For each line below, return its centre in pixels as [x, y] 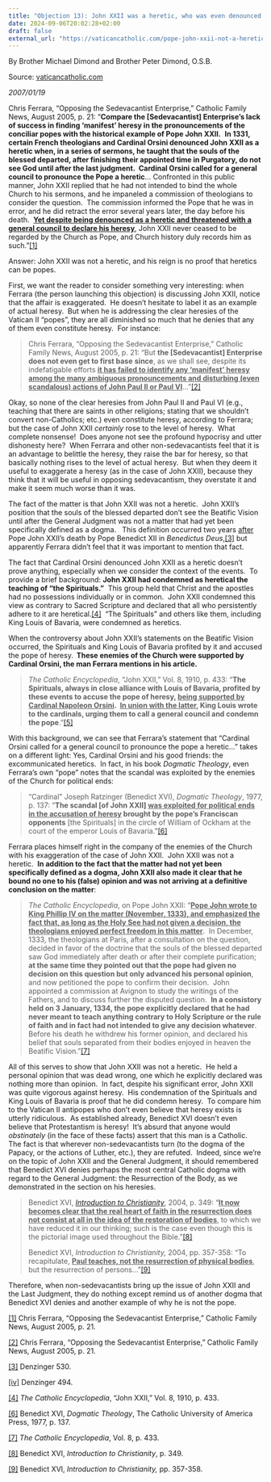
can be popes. [32, 270]
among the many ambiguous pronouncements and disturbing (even [144, 378]
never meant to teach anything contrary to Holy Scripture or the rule [145, 1017]
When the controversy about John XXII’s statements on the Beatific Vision [131, 638]
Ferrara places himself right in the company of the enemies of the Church [130, 847]
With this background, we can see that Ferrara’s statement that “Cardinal [129, 738]
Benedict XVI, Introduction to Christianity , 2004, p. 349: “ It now [134, 1203]
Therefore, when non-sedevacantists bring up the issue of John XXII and [129, 1286]
